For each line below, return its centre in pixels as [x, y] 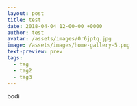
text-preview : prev [35, 52]
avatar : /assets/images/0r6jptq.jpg [59, 39]
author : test [26, 32]
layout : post [26, 13]
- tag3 [23, 77]
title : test [24, 20]
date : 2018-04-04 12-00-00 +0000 [55, 26]
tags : [15, 58]
